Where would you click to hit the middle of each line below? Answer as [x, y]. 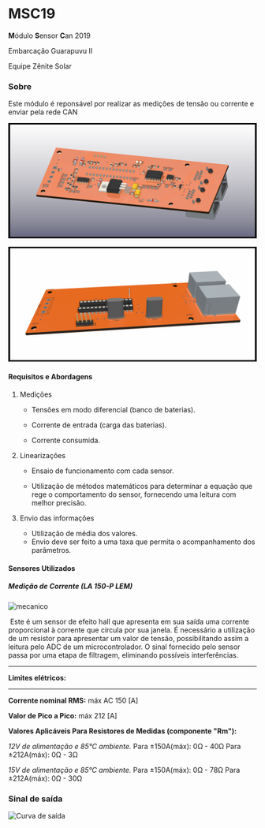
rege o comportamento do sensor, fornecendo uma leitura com [134, 494]
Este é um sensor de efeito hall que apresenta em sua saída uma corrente [130, 621]
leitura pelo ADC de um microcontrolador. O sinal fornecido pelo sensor [124, 647]
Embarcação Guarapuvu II [50, 50]
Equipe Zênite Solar [40, 66]
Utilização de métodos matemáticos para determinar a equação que [142, 487]
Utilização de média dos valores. [84, 534]
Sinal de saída [35, 799]
